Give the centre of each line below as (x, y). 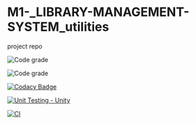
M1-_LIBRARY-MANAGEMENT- (98, 12)
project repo (25, 46)
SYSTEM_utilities (58, 27)
